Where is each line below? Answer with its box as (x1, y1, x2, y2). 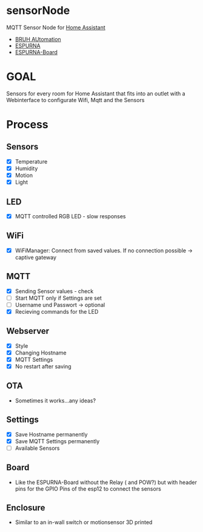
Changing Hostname (15, 349, 67, 356)
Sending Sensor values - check (15, 287, 94, 295)
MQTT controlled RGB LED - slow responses (15, 212, 126, 219)
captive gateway (15, 254, 56, 261)
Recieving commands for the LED (15, 308, 99, 315)
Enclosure (6, 503, 45, 513)
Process (6, 118, 48, 131)
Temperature (15, 157, 48, 165)
